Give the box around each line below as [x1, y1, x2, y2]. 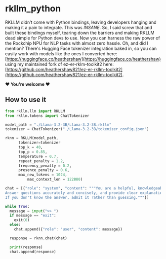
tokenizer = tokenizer [18, 140, 61, 146]
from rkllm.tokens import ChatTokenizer [5, 113, 90, 118]
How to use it [5, 96, 46, 104]
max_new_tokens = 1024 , [18, 172, 68, 178]
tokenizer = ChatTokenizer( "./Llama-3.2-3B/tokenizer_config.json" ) [5, 127, 149, 132]
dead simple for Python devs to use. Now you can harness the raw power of [5, 35, 161, 41]
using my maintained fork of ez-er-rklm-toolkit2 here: [5, 61, 114, 67]
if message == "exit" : [9, 213, 56, 218]
